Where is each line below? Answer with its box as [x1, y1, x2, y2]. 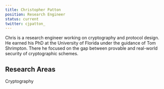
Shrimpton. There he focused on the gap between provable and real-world [5, 45, 158, 51]
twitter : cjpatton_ [5, 21, 46, 26]
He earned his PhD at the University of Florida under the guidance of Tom [5, 40, 156, 46]
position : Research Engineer [5, 12, 66, 17]
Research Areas [5, 65, 56, 74]
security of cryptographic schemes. [5, 51, 79, 57]
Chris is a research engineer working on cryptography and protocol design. [5, 35, 160, 41]
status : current [5, 16, 39, 21]
